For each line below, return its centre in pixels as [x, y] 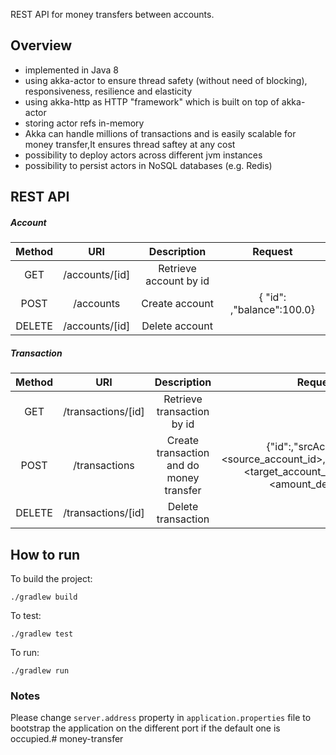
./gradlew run [40, 670]
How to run [45, 554]
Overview [41, 45]
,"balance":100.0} [272, 310]
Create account [177, 304]
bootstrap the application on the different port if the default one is [145, 728]
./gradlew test [42, 634]
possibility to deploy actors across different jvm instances [143, 155]
